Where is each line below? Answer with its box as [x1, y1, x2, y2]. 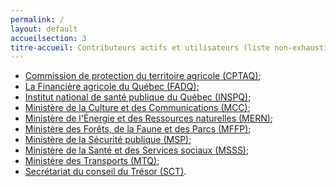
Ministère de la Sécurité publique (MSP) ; [24, 134, 192, 146]
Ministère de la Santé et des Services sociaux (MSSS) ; [24, 144, 250, 156]
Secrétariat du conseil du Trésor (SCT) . [24, 166, 187, 178]
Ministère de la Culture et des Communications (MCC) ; [24, 102, 251, 114]
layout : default [10, 24, 78, 34]
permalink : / [10, 14, 65, 25]
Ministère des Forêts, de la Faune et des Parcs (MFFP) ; [24, 123, 252, 135]
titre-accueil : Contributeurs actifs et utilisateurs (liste [10, 42, 271, 53]
